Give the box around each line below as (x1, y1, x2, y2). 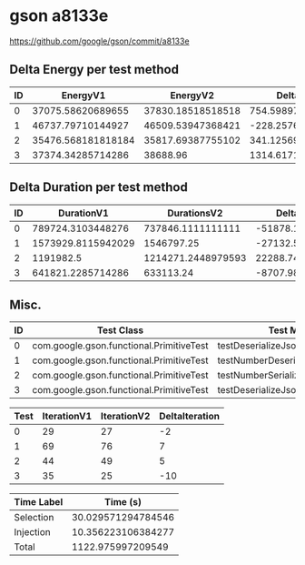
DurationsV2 (167, 207, 223, 219)
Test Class (96, 324, 143, 337)
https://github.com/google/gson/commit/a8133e (9, 35, 190, 46)
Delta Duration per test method (9, 179, 188, 196)
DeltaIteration (158, 410, 221, 423)
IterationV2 (100, 410, 151, 423)
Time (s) (103, 496, 143, 509)
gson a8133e (9, 5, 109, 26)
